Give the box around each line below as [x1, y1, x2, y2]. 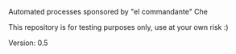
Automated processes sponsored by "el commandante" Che [8, 7, 208, 16]
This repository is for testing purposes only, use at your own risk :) [8, 23, 229, 31]
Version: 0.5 [8, 38, 48, 48]
